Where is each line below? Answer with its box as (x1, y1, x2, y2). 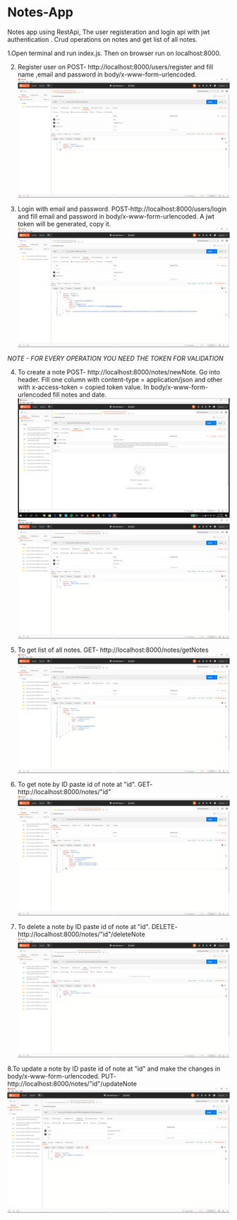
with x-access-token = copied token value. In (17, 383, 150, 391)
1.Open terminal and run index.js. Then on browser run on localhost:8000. (7, 49, 221, 57)
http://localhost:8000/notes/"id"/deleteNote (17, 930, 146, 938)
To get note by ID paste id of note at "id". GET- (17, 780, 153, 789)
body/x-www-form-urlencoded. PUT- (7, 1071, 116, 1080)
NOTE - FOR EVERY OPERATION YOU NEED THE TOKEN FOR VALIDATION (7, 355, 224, 363)
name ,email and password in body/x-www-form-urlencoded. (17, 70, 197, 79)
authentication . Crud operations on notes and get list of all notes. (7, 35, 198, 43)
